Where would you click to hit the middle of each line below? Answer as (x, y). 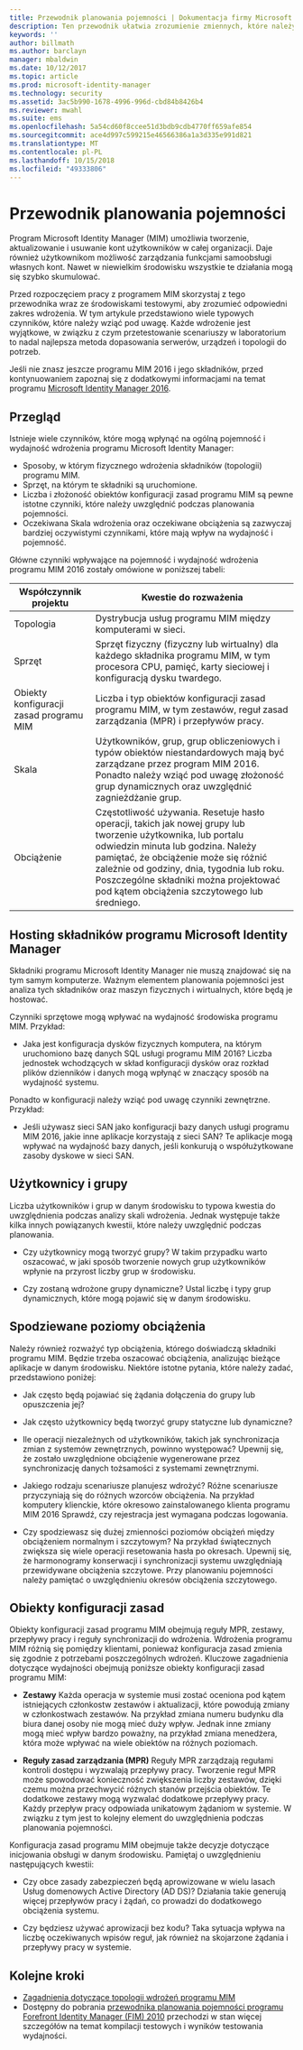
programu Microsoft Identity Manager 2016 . (90, 388)
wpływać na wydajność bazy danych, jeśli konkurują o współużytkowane (158, 1146)
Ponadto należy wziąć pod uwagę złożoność (189, 775)
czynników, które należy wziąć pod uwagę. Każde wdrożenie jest (130, 323)
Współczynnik (50, 592)
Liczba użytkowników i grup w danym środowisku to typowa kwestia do (142, 1205)
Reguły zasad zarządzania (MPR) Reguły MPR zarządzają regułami (147, 1760)
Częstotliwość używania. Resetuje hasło (180, 812)
